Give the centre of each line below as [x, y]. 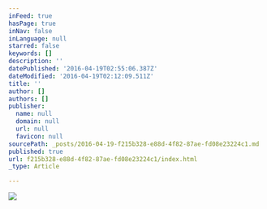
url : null [32, 129]
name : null [34, 114]
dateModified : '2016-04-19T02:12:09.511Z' [81, 76]
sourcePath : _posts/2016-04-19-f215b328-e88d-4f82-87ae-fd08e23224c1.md [134, 144]
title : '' [25, 83]
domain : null [38, 122]
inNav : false [30, 31]
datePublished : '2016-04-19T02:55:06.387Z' [83, 69]
